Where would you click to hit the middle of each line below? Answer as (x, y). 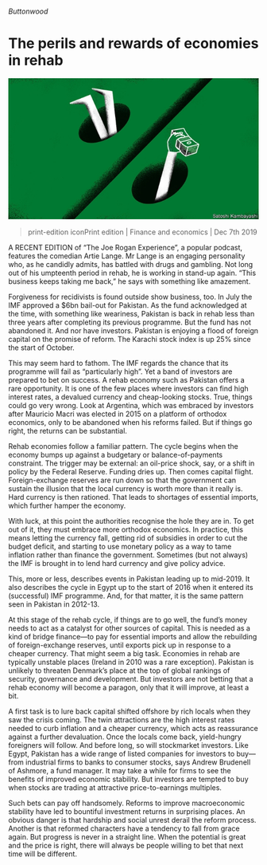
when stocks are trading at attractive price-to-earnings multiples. (115, 788)
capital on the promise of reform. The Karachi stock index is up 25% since (130, 340)
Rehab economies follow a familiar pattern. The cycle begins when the (123, 446)
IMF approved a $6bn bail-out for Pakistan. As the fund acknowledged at (128, 305)
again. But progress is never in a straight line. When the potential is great (127, 837)
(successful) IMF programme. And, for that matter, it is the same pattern (126, 596)
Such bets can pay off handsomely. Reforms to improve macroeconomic (126, 803)
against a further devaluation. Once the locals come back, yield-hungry (125, 737)
